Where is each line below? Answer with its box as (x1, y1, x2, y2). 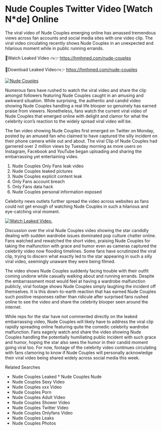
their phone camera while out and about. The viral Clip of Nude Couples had (5, 138, 158, 144)
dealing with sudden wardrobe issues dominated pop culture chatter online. (5, 233, 156, 238)
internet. (5, 304, 22, 310)
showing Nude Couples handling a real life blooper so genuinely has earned (5, 103, 157, 108)
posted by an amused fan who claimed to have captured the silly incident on (5, 133, 158, 139)
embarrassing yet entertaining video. (5, 153, 79, 159)
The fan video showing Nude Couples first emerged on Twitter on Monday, (5, 127, 155, 133)
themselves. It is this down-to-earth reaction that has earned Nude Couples (5, 288, 156, 294)
